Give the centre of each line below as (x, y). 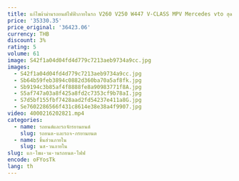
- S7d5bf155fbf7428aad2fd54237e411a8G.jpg (78, 100)
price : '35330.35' (35, 21)
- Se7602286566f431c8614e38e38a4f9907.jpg (78, 107)
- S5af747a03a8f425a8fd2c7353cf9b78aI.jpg (78, 93)
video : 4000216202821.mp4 (46, 113)
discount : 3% (27, 41)
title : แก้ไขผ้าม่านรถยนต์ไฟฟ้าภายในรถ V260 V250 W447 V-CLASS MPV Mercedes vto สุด (120, 14)
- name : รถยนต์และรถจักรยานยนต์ (52, 126)
